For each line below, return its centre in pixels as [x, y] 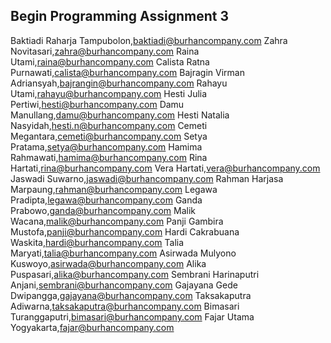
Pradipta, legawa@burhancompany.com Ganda [106, 200]
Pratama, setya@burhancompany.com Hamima [106, 146]
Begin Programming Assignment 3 [119, 16]
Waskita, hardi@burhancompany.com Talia [97, 242]
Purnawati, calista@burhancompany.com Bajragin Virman [127, 72]
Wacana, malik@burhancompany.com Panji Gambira [117, 221]
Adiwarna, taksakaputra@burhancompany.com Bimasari [125, 306]
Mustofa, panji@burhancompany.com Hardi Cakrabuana [125, 231]
